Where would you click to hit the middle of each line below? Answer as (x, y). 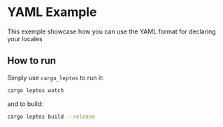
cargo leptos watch (36, 90)
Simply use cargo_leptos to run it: (56, 77)
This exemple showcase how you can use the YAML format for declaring (112, 31)
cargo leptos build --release (51, 117)
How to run (32, 61)
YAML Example (52, 12)
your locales (25, 38)
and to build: (25, 104)
